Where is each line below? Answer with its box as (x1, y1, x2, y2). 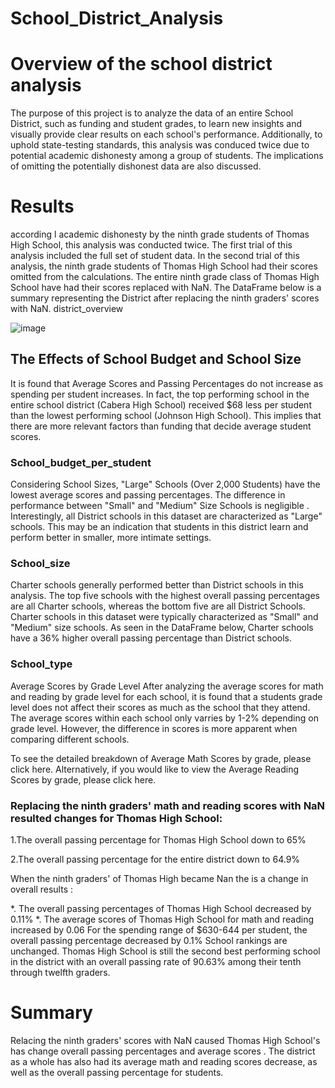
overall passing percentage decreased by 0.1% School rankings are (10, 935, 288, 947)
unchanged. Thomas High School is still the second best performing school (10, 945, 321, 957)
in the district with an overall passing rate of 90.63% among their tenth (10, 956, 302, 968)
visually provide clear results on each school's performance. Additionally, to (10, 128, 323, 141)
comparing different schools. (10, 733, 130, 745)
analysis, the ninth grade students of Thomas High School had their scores (10, 260, 318, 272)
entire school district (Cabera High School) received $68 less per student (10, 398, 312, 411)
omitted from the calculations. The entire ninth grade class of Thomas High (10, 271, 320, 283)
